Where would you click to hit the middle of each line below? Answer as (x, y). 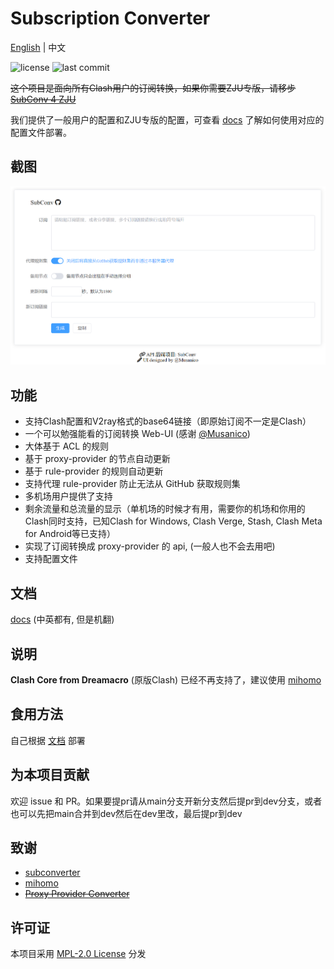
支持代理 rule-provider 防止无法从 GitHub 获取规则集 (132, 484)
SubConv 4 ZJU (43, 99)
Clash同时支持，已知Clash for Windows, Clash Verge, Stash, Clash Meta (173, 521)
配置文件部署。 (41, 132)
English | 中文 (38, 47)
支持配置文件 (51, 559)
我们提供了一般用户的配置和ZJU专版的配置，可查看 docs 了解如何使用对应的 (167, 119)
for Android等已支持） (70, 534)
